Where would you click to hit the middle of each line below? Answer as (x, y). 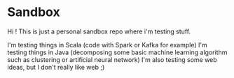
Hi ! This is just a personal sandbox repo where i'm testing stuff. (99, 31)
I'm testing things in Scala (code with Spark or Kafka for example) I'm (108, 45)
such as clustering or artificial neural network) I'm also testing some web (112, 59)
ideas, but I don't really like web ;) (56, 67)
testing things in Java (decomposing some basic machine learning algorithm (117, 52)
